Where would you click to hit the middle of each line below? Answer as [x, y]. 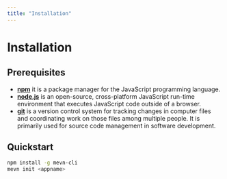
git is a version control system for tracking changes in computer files [114, 111]
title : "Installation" [39, 13]
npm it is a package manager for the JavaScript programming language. [119, 89]
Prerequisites [36, 73]
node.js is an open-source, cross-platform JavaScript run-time [106, 96]
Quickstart [30, 147]
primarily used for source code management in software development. [116, 126]
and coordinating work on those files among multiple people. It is [108, 118]
